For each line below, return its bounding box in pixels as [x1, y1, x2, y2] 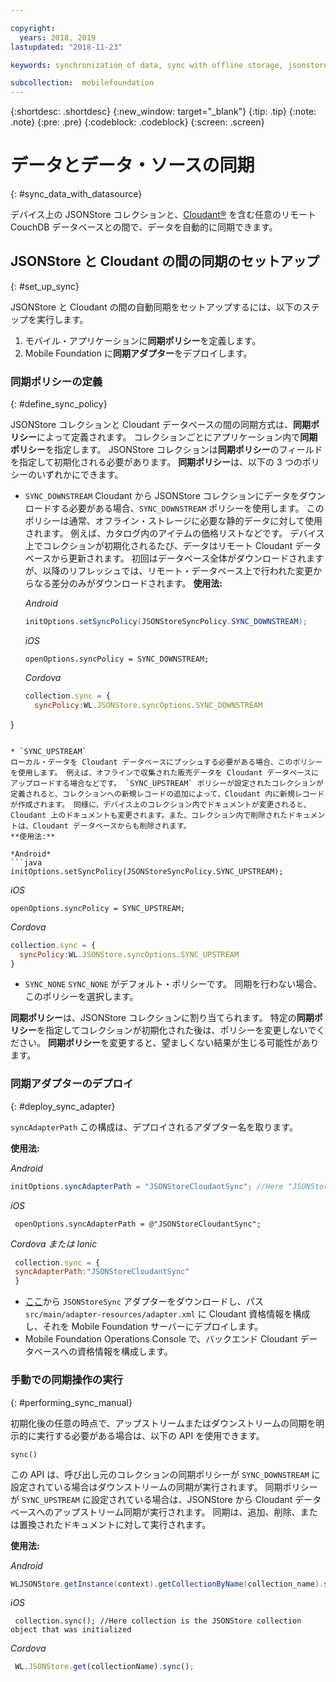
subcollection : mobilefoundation [10, 78, 155, 88]
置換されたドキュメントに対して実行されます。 [18, 1518, 212, 1530]
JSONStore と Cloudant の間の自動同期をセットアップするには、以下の [10, 301, 303, 313]
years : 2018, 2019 [19, 32, 97, 43]
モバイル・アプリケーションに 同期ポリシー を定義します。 [24, 334, 262, 346]
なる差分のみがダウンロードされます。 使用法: [33, 577, 223, 590]
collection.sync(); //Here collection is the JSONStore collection [14, 1616, 302, 1626]
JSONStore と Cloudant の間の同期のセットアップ [10, 253, 320, 270]
